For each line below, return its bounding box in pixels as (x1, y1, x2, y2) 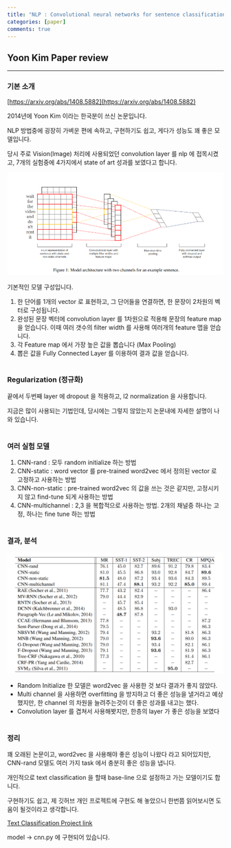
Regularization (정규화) (7, 375, 84, 384)
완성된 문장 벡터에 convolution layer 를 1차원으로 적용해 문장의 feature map (16, 314, 222, 323)
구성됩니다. (30, 306, 60, 314)
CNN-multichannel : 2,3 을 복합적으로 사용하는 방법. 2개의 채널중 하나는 (16, 501, 212, 510)
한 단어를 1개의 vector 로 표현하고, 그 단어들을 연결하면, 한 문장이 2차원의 (16, 297, 214, 305)
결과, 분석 (7, 536, 38, 546)
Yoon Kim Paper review (7, 52, 109, 63)
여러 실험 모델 (7, 441, 50, 450)
